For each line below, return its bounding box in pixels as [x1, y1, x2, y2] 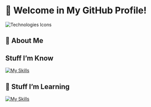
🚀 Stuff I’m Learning [5, 82, 70, 91]
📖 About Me [5, 36, 44, 45]
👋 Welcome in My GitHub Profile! [5, 5, 147, 16]
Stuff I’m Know [5, 54, 54, 62]
